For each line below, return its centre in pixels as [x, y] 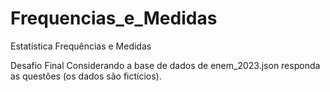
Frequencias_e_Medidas [114, 18]
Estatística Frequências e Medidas [81, 46]
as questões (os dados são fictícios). [86, 76]
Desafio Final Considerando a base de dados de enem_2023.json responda [165, 65]
